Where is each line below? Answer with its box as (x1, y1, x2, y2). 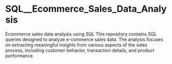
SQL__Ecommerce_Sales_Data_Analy (5, 3, 167, 15)
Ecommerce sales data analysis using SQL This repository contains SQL (5, 31, 157, 37)
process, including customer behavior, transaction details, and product (5, 47, 155, 53)
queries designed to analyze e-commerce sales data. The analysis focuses (5, 36, 164, 42)
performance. (5, 52, 34, 59)
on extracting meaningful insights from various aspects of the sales (5, 41, 147, 48)
